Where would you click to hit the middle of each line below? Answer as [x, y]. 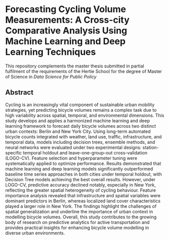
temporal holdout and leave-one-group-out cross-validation [85, 152]
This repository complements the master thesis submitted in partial [75, 66]
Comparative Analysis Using [66, 31]
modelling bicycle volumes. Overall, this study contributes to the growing [81, 217]
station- [151, 147]
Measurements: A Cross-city [67, 20]
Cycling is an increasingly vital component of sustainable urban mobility [80, 105]
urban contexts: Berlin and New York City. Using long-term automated [78, 131]
